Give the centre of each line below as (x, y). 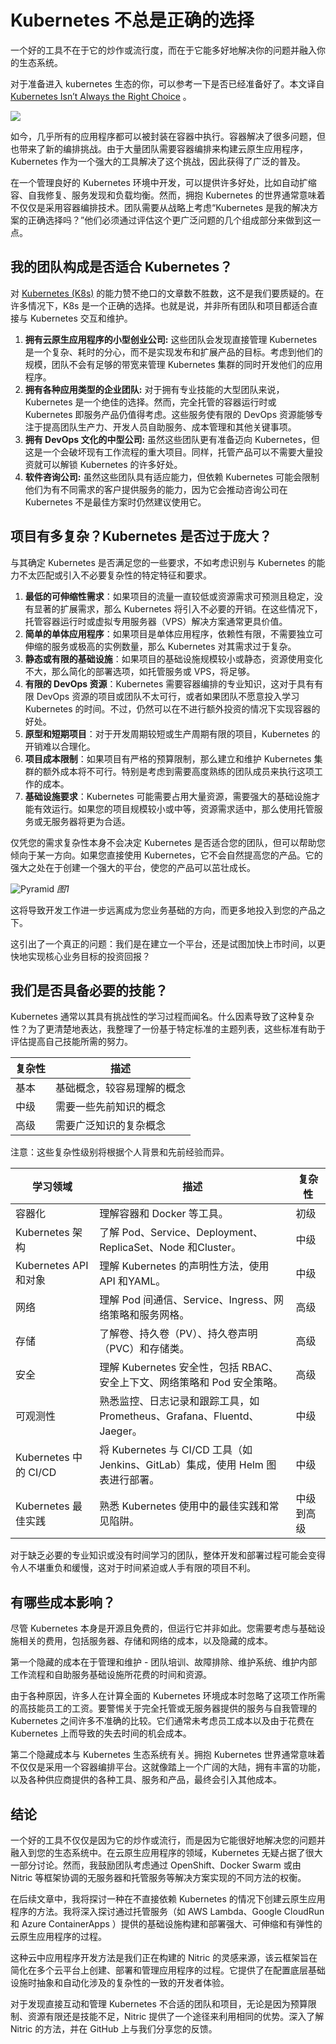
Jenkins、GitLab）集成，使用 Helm (181, 1465)
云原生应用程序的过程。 (58, 1936)
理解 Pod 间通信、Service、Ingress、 (186, 1300)
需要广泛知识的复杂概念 (111, 1126)
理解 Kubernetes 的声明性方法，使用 (184, 1266)
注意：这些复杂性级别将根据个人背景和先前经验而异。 (120, 1152)
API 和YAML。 (133, 1281)
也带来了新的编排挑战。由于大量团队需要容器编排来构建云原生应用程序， (159, 148)
